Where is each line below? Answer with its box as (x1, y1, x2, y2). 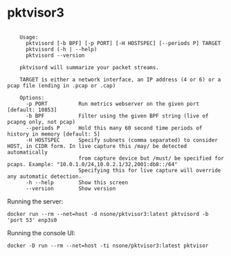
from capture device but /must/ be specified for (78, 154, 225, 162)
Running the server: (7, 197, 64, 205)
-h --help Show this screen (25, 179, 129, 186)
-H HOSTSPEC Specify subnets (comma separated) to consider (25, 136, 218, 143)
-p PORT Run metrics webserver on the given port (25, 100, 199, 107)
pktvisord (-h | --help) (25, 46, 98, 53)
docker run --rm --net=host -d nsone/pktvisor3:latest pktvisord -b (7, 210, 209, 217)
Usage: (19, 33, 39, 41)
